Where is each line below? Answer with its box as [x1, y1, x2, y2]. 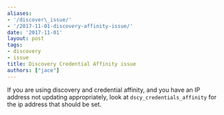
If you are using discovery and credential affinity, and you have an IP [7, 86, 201, 94]
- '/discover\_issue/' [7, 16, 72, 23]
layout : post [7, 35, 45, 42]
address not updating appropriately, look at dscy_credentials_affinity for [7, 93, 217, 101]
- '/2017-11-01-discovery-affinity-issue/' [7, 22, 134, 29]
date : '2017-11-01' [7, 29, 63, 36]
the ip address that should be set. [7, 100, 102, 108]
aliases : [7, 10, 32, 17]
